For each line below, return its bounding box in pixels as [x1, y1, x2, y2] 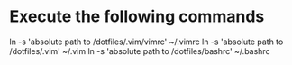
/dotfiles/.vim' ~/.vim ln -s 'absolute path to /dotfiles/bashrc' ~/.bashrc [9, 45, 270, 56]
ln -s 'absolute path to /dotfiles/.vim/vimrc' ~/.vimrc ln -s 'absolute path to [9, 36, 284, 47]
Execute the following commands [9, 6, 265, 27]
